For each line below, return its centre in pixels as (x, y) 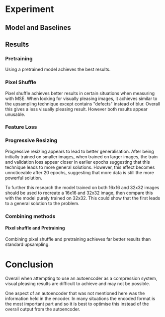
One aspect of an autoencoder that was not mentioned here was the (75, 293)
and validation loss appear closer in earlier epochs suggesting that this (78, 162)
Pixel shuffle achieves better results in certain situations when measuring (80, 93)
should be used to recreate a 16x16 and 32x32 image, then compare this (79, 193)
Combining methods (30, 216)
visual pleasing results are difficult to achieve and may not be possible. (78, 283)
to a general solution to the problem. (42, 203)
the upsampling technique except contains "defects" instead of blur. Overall (83, 104)
